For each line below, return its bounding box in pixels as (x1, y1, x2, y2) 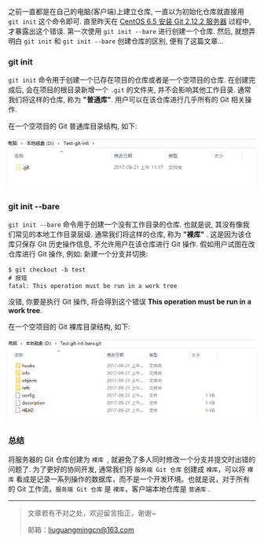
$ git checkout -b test (8, 266, 86, 274)
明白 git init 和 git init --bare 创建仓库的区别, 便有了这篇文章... (8, 36, 224, 46)
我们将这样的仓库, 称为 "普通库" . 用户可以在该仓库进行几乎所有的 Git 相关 (8, 95, 245, 105)
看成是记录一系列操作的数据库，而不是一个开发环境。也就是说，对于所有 (15, 474, 250, 484)
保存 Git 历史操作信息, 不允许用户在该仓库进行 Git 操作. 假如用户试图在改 (21, 239, 255, 249)
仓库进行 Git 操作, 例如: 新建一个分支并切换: (8, 249, 148, 258)
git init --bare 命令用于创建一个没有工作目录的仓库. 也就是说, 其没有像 (8, 219, 244, 229)
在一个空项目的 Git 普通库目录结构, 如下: (8, 121, 137, 131)
